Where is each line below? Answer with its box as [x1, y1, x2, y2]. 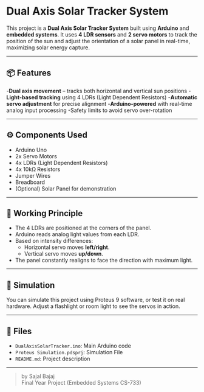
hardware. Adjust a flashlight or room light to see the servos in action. [6, 303, 180, 310]
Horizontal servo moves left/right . [24, 243, 110, 251]
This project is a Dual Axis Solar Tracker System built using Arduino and [6, 24, 189, 32]
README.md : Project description [15, 355, 90, 362]
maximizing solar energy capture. [6, 44, 90, 51]
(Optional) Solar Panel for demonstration [15, 184, 117, 192]
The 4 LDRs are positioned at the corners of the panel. [15, 224, 152, 232]
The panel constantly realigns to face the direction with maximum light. [15, 257, 193, 264]
